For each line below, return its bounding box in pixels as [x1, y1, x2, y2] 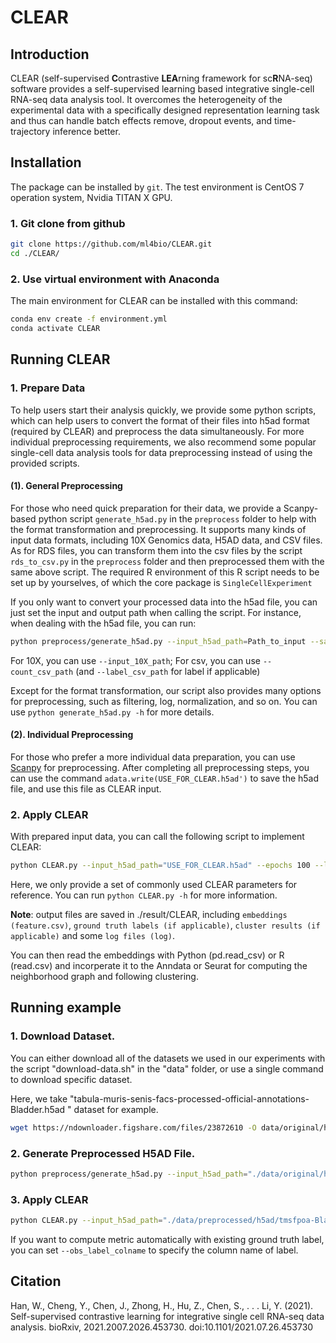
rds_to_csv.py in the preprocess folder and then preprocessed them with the [10, 555, 325, 567]
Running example [10, 999, 122, 1016]
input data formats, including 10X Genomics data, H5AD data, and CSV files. [10, 534, 323, 546]
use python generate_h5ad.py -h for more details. [10, 706, 215, 718]
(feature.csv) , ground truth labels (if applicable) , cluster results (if [10, 919, 321, 931]
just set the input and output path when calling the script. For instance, [10, 606, 302, 618]
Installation [10, 154, 82, 171]
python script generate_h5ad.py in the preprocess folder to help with [38, 512, 317, 525]
